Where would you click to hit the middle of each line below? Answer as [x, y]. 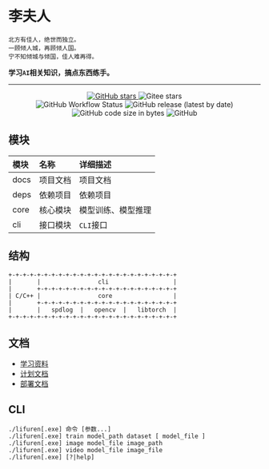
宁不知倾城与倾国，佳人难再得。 [53, 57]
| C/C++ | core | [93, 296]
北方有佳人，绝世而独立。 [44, 40]
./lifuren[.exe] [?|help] [51, 457]
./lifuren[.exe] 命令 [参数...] [60, 429]
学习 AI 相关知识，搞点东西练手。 [61, 72]
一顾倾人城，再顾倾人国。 [44, 48]
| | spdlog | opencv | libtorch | [93, 310]
